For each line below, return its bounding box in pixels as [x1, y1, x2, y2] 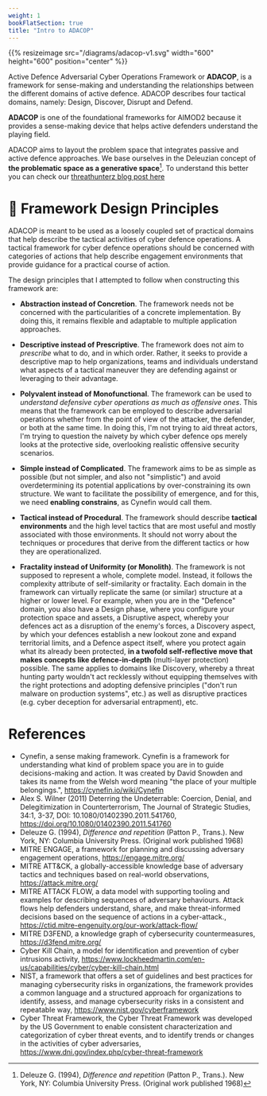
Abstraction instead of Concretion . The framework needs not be [19, 299, 234, 309]
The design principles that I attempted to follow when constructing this [8, 275, 240, 285]
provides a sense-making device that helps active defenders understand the [8, 121, 258, 131]
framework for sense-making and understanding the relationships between [8, 80, 254, 90]
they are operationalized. [19, 546, 102, 556]
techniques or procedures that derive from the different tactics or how [19, 538, 250, 547]
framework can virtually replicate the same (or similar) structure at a [19, 587, 243, 597]
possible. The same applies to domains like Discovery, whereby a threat [19, 663, 255, 673]
